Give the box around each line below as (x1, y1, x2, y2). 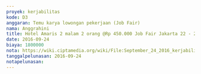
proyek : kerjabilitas (6, 8, 60, 15)
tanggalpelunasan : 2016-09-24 (6, 53, 82, 59)
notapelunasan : (6, 58, 44, 64)
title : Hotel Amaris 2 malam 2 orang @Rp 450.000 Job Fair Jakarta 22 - (6, 31, 191, 37)
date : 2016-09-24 (6, 36, 50, 42)
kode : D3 (6, 14, 28, 20)
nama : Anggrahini (6, 25, 50, 32)
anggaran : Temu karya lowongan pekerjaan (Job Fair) (6, 20, 141, 26)
